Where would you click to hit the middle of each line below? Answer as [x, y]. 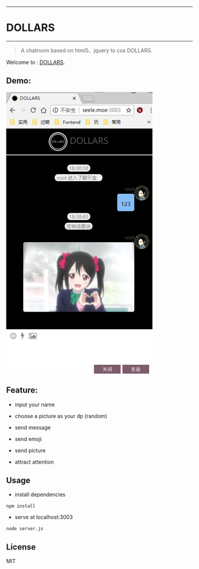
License [21, 547]
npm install [21, 506]
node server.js [25, 529]
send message [33, 427]
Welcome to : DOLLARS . [36, 62]
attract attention [34, 462]
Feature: [22, 390]
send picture [30, 450]
